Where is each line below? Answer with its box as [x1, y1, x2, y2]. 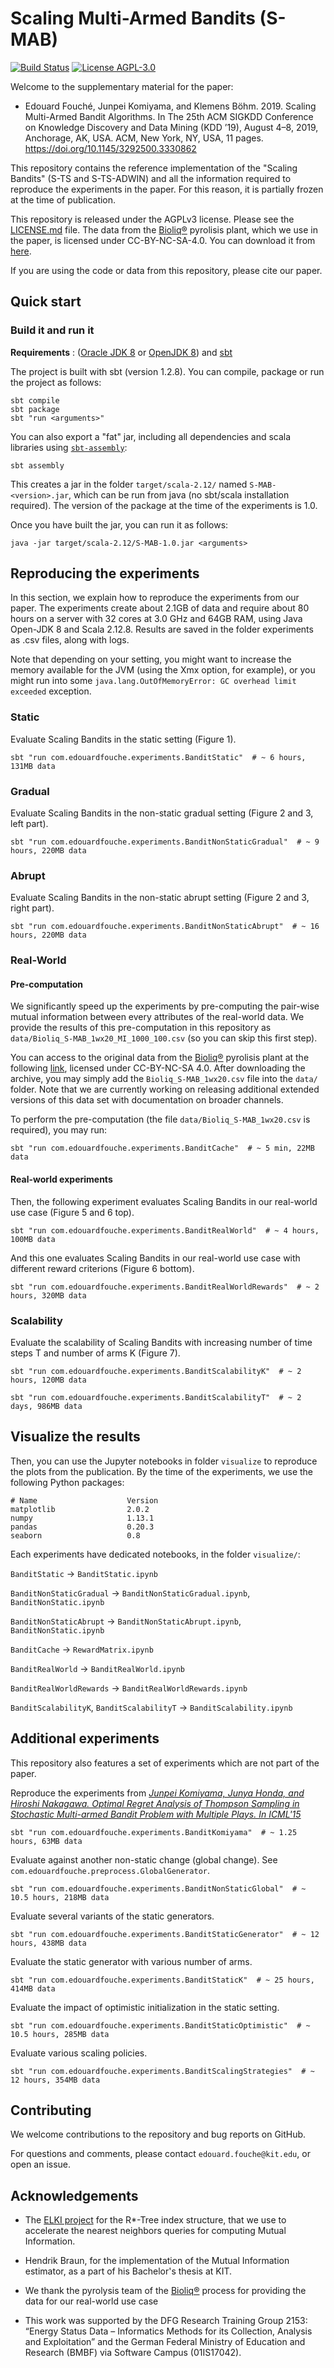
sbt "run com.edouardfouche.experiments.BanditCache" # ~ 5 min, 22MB [10, 1143, 315, 1154]
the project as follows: [10, 376, 102, 388]
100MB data [10, 1234, 56, 1244]
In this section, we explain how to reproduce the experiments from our [10, 592, 300, 604]
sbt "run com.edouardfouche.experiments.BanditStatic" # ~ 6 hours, [10, 752, 307, 762]
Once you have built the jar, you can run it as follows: [10, 518, 229, 531]
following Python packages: [10, 1476, 125, 1488]
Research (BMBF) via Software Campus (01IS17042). [24, 2347, 242, 2359]
